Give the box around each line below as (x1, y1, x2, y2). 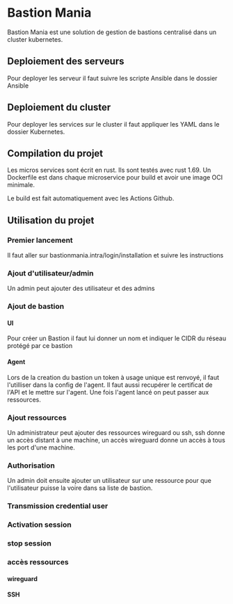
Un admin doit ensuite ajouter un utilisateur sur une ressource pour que (7, 477, 212, 485)
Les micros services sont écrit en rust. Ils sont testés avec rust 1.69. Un (7, 166, 211, 175)
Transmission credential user (7, 501, 109, 511)
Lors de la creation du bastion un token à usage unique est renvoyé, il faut (7, 373, 220, 381)
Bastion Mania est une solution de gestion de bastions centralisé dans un (7, 28, 217, 36)
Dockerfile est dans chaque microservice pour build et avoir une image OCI (7, 173, 223, 182)
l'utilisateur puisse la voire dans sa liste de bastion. (7, 484, 153, 492)
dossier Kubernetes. (7, 127, 65, 136)
